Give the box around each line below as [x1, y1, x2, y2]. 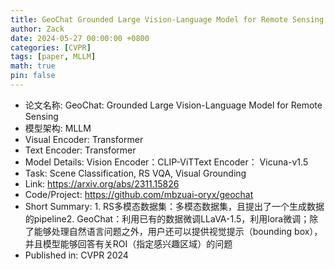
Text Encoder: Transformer [24, 144, 137, 156]
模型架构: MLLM [24, 122, 92, 134]
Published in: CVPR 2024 [24, 249, 129, 261]
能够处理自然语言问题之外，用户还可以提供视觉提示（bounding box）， [33, 225, 323, 237]
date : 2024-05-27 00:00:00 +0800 [10, 33, 150, 43]
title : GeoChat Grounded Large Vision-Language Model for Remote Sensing [10, 14, 325, 25]
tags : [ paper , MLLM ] [10, 52, 97, 62]
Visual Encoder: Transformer [24, 133, 144, 145]
